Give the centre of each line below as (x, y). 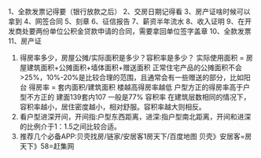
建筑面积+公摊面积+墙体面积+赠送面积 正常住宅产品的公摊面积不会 (134, 68)
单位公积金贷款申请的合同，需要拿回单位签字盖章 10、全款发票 (150, 31)
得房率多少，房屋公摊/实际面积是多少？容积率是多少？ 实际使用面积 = (132, 58)
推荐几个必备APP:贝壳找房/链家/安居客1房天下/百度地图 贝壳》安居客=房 (136, 136)
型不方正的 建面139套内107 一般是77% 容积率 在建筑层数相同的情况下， (135, 97)
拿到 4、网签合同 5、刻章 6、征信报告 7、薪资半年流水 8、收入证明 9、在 (127, 21)
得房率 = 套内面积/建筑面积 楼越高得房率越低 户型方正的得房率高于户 (139, 87)
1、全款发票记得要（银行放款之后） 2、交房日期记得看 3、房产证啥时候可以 (129, 11)
